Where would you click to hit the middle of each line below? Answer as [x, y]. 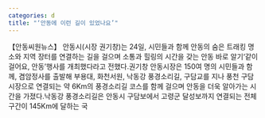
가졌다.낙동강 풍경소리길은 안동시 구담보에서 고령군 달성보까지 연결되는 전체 [140, 96]
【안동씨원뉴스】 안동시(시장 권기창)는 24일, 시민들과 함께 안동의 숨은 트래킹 [127, 46]
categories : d [32, 15]
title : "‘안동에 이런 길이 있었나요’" [63, 23]
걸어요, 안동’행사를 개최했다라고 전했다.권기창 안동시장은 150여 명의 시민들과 [127, 66]
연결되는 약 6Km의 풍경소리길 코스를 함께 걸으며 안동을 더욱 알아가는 [142, 86]
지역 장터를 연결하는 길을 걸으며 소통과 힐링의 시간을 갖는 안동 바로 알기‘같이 [140, 56]
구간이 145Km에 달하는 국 [48, 106]
